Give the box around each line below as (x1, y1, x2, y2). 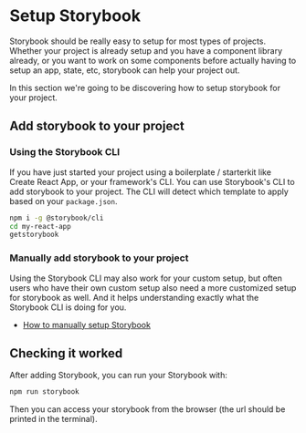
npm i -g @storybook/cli (9, 213, 104, 222)
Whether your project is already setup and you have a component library (9, 45, 283, 56)
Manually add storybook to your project (9, 252, 189, 264)
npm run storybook (9, 387, 79, 397)
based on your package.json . (9, 195, 118, 206)
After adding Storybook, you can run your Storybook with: (9, 370, 228, 381)
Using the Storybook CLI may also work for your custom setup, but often (9, 273, 283, 284)
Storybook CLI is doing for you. (9, 302, 127, 313)
